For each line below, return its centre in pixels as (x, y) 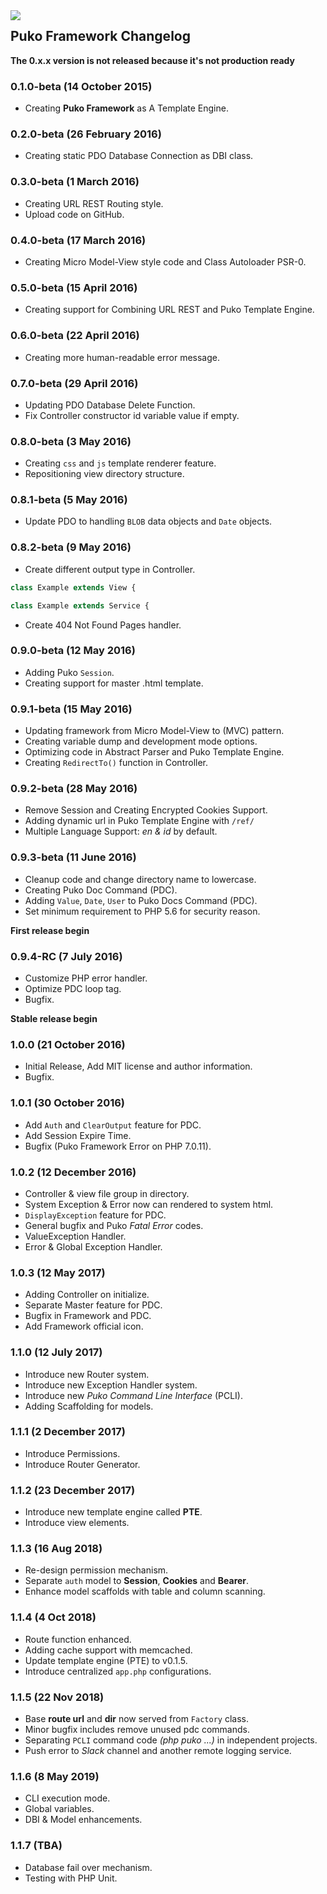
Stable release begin (54, 1019)
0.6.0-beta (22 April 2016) (75, 336)
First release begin (50, 930)
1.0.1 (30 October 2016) (68, 1103)
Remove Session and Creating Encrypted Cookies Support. (146, 810)
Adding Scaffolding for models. (89, 1406)
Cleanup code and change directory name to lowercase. (140, 879)
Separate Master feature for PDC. (93, 1305)
